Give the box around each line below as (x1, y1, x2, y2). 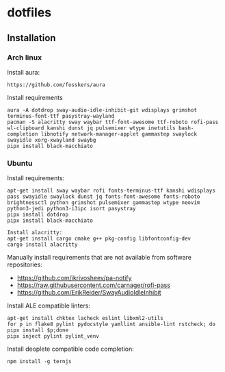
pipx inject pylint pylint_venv (7, 333, 99, 340)
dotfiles (7, 5, 52, 21)
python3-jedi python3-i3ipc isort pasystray (7, 206, 136, 212)
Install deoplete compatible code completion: (7, 345, 135, 354)
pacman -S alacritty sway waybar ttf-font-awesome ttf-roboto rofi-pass (7, 119, 219, 125)
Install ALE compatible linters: (7, 301, 91, 310)
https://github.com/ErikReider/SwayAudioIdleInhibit (16, 288, 162, 297)
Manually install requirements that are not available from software (7, 253, 192, 262)
